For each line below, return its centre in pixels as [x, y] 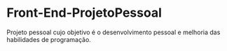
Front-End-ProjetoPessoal [84, 13]
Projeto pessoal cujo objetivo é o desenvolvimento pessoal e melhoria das [113, 32]
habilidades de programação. [49, 39]
